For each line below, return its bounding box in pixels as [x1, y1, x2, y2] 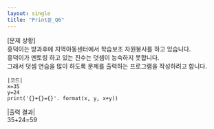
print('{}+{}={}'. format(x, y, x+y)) [7, 95, 118, 102]
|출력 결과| [7, 108, 36, 116]
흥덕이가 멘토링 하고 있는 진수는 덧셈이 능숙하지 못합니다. [7, 53, 160, 62]
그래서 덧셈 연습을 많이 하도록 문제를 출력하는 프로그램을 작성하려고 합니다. [7, 62, 208, 70]
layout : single [7, 10, 51, 17]
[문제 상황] [7, 36, 36, 45]
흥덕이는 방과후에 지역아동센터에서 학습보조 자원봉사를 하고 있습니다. [7, 45, 191, 53]
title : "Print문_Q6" [7, 16, 65, 23]
